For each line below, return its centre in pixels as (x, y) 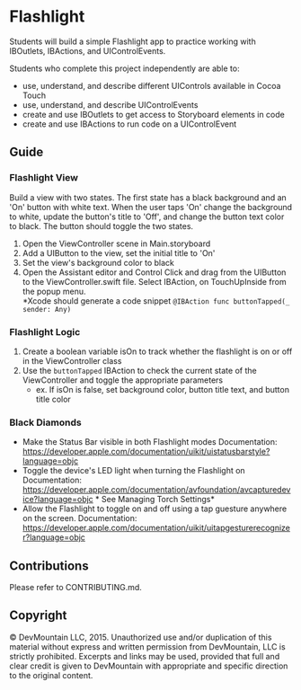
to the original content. (51, 675)
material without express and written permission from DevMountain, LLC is (147, 646)
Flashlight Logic (45, 332)
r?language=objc (53, 537)
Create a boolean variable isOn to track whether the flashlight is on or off (157, 351)
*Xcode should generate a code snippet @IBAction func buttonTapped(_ (156, 301)
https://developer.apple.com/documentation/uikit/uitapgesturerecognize (156, 528)
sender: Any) (47, 309)
